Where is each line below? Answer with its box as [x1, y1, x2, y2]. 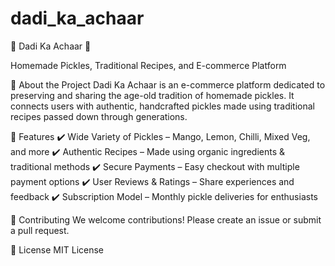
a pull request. [10, 224, 70, 236]
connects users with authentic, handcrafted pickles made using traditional [10, 100, 315, 112]
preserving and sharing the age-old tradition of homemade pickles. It [10, 89, 295, 101]
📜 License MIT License [10, 243, 105, 256]
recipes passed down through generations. [10, 110, 188, 122]
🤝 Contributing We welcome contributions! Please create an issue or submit [10, 213, 322, 226]
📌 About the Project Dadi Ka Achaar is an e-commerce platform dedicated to [10, 78, 326, 91]
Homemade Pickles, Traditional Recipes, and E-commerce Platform [10, 59, 287, 71]
